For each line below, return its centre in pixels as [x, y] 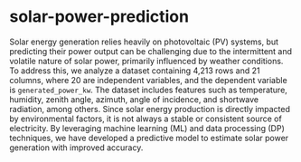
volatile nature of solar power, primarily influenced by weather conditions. [146, 61]
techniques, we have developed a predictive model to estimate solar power [149, 138]
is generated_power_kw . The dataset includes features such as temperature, [148, 90]
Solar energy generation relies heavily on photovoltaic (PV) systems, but [144, 42]
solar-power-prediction [99, 17]
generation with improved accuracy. [76, 148]
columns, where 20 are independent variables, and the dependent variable [148, 80]
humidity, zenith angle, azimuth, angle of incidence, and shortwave [134, 99]
